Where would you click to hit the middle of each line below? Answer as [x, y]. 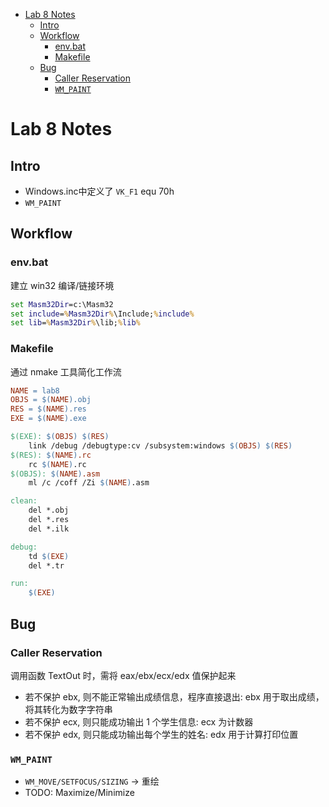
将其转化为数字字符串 [68, 709]
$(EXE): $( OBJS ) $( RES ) [60, 437]
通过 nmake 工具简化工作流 [66, 371]
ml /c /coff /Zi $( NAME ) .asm [89, 483]
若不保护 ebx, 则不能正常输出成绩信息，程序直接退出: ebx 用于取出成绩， [174, 696]
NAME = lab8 [35, 390]
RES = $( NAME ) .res [48, 409]
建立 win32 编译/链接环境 [62, 285]
